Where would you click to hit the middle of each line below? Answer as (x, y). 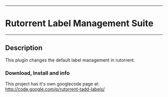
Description (24, 48)
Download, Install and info (37, 73)
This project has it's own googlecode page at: (52, 84)
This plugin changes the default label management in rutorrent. (70, 60)
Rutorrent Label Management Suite (79, 23)
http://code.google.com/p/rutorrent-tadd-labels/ (55, 89)
